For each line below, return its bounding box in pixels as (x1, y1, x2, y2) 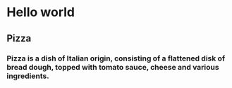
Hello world (6, 4, 75, 20)
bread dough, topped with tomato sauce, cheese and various (6, 62, 219, 72)
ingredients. (6, 71, 50, 81)
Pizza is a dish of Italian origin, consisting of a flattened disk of (6, 54, 226, 63)
